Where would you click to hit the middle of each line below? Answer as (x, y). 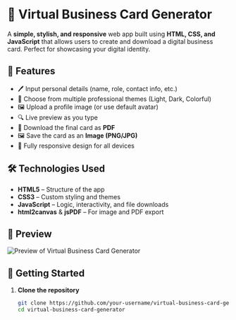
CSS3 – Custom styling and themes (69, 196)
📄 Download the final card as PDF (66, 127)
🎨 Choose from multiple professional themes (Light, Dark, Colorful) (114, 99)
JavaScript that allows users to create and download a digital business (110, 41)
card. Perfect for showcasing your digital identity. (79, 49)
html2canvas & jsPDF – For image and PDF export (91, 212)
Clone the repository (48, 290)
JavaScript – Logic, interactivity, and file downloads (93, 204)
